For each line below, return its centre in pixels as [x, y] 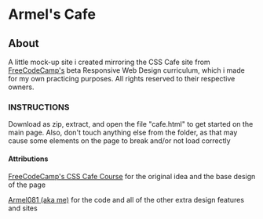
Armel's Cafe [52, 14]
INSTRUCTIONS [39, 107]
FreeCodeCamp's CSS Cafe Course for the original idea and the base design [132, 176]
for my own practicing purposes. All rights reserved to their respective [122, 79]
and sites [23, 208]
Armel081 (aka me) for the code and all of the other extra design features [126, 199]
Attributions [28, 159]
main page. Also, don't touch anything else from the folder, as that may [123, 133]
